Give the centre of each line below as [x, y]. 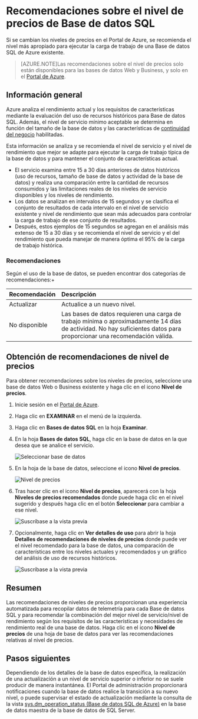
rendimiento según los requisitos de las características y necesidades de [95, 621]
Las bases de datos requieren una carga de [121, 314]
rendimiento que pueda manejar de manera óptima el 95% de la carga [100, 239]
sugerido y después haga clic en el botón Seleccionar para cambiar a [99, 503]
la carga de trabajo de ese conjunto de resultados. [76, 220]
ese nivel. [26, 510]
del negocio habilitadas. [35, 134]
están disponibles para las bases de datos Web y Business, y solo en [104, 70]
